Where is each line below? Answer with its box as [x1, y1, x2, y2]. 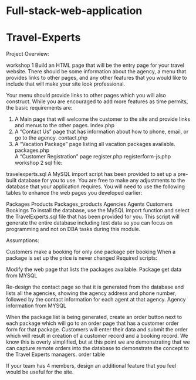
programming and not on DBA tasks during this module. [6, 226, 141, 233]
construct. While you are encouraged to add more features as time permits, [6, 98, 188, 105]
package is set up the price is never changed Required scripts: [6, 255, 157, 262]
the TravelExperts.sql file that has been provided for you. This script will [6, 213, 180, 220]
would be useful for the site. [6, 368, 74, 376]
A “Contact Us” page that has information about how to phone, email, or [14, 128, 189, 135]
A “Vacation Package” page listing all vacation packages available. [14, 141, 176, 148]
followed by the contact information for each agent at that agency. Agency [6, 296, 186, 303]
